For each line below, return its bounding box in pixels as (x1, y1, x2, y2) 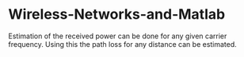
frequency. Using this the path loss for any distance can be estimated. (8, 39, 238, 48)
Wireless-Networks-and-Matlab (8, 5, 226, 23)
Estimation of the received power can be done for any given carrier (8, 31, 227, 41)
